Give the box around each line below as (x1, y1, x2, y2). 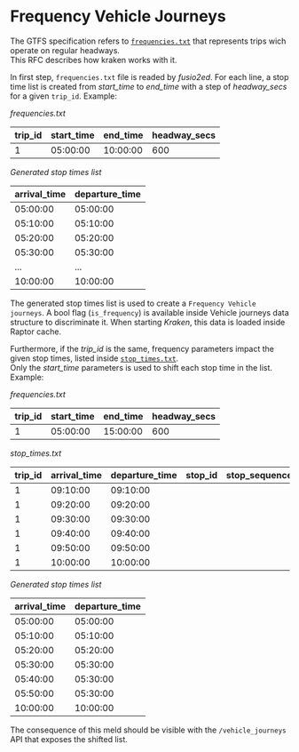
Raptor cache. (10, 326, 61, 337)
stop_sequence (225, 468, 293, 481)
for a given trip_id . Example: (10, 91, 118, 101)
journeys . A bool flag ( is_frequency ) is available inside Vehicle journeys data (10, 307, 289, 317)
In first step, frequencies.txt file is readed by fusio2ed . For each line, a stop (10, 71, 289, 82)
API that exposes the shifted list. (10, 733, 128, 744)
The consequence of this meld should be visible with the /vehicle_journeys (10, 724, 287, 735)
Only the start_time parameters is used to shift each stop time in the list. (10, 362, 273, 372)
